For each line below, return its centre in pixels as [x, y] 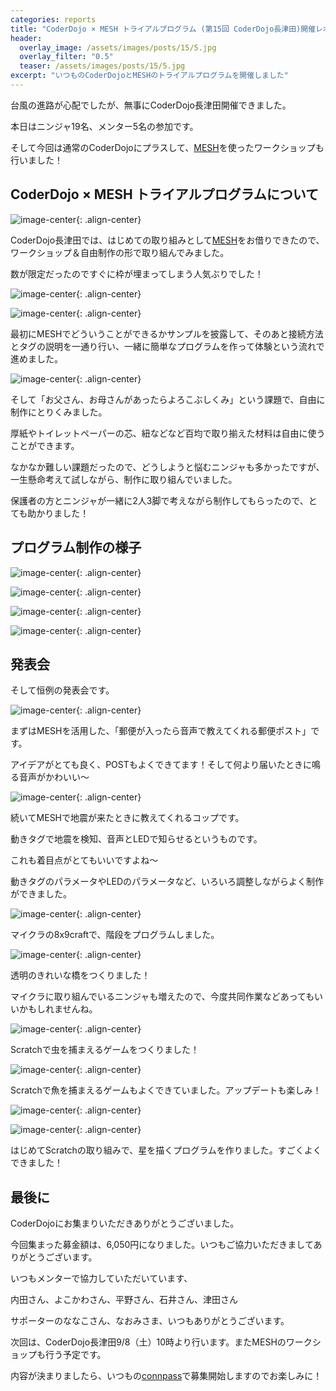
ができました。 [41, 894]
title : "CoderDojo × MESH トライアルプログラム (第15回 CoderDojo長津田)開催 [163, 29]
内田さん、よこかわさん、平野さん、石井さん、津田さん [124, 1300]
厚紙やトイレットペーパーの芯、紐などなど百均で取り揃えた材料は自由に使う [168, 433]
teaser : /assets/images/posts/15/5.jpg [102, 66]
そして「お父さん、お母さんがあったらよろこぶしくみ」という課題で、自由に [168, 399]
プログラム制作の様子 [76, 547]
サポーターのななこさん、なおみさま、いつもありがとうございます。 [150, 1321]
